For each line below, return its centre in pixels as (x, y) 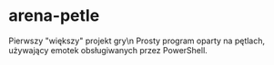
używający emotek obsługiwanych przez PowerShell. (108, 50)
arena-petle (54, 16)
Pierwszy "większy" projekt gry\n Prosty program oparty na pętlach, (137, 41)
